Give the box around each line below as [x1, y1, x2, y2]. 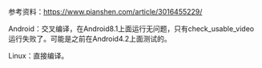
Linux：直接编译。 [8, 51, 69, 60]
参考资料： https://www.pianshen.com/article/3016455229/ [8, 7, 203, 16]
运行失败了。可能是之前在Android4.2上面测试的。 [8, 34, 172, 43]
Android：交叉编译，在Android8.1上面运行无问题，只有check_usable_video [8, 24, 255, 34]
